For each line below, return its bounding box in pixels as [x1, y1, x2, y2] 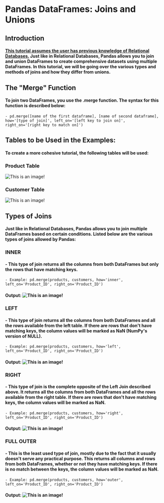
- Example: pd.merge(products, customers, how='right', [5, 410, 123, 416]
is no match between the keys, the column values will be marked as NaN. [5, 466, 159, 472]
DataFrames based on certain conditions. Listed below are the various [5, 231, 153, 237]
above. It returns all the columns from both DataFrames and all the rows [5, 389, 156, 395]
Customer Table [5, 186, 45, 193]
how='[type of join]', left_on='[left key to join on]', [5, 118, 126, 123]
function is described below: [5, 103, 66, 109]
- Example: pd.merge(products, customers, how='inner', [5, 278, 123, 283]
